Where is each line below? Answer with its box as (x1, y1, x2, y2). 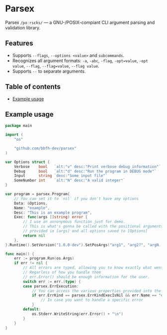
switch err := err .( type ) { (23, 279, 81, 284)
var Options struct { (5, 160, 50, 165)
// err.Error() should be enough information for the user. (23, 274, 150, 279)
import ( (5, 132, 23, 137)
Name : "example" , (14, 205, 50, 210)
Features (5, 39, 33, 48)
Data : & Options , (14, 201, 48, 206)
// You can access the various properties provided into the (31, 288, 162, 293)
